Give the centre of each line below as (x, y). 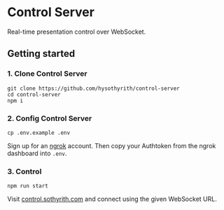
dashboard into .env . (37, 153)
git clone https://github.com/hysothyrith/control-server (93, 88)
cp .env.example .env (39, 133)
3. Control (24, 171)
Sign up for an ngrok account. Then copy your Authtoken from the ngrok (112, 145)
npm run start (28, 186)
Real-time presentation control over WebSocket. (77, 32)
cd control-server (34, 94)
